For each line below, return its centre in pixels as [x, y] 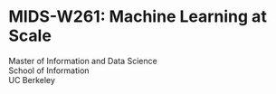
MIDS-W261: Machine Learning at [138, 17]
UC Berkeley [32, 80]
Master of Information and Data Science [83, 61]
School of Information [49, 70]
